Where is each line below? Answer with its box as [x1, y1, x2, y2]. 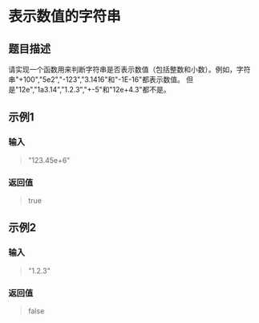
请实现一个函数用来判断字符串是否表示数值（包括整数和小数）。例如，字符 [8, 65, 251, 74]
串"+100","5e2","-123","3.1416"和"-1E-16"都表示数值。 [8, 75, 184, 84]
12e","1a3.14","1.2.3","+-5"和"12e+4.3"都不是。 [18, 85, 171, 94]
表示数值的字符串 [8, 7, 122, 26]
